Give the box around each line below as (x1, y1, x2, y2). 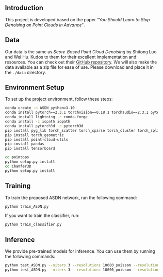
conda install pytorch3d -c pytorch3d (5, 123, 83, 128)
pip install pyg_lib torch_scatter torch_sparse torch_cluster (5, 128, 136, 133)
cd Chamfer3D (5, 164, 32, 169)
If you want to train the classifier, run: (5, 213, 80, 218)
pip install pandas (5, 141, 45, 147)
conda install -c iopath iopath (5, 119, 70, 124)
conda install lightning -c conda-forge (5, 115, 88, 120)
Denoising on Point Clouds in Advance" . (5, 22, 85, 28)
